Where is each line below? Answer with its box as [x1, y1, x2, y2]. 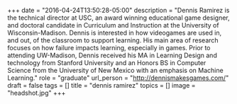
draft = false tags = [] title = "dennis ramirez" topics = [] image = [7, 81, 197, 89]
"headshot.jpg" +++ [7, 88, 66, 97]
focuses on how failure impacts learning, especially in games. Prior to [7, 44, 211, 52]
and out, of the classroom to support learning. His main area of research [7, 36, 219, 45]
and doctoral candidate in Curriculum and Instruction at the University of [7, 21, 219, 29]
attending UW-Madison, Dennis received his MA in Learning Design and [7, 51, 218, 59]
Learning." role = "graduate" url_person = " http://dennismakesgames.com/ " [7, 74, 229, 82]
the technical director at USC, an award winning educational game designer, [7, 13, 230, 22]
